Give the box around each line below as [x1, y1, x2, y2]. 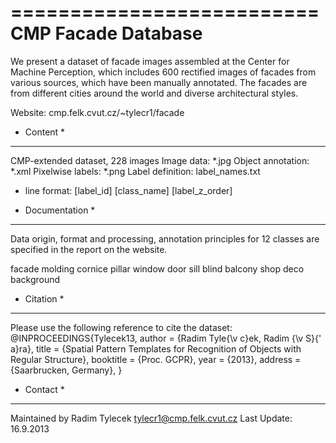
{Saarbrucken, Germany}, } [10, 364, 123, 376]
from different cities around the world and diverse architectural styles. [10, 87, 299, 99]
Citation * [24, 292, 65, 305]
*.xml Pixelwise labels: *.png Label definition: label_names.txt [10, 165, 261, 177]
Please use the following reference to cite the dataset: [10, 321, 233, 333]
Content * [24, 126, 66, 138]
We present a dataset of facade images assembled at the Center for [10, 55, 290, 67]
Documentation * [24, 204, 96, 216]
